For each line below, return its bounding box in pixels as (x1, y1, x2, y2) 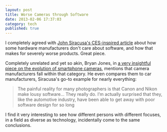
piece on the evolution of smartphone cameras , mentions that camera (5, 66, 149, 72)
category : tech (5, 21, 37, 27)
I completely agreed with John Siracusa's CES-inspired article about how (5, 40, 156, 46)
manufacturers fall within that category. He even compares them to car (5, 71, 151, 77)
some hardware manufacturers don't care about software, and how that (5, 45, 153, 51)
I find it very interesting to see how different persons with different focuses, (5, 111, 161, 118)
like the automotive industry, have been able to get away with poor (17, 96, 155, 103)
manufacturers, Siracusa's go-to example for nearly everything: (5, 76, 137, 82)
